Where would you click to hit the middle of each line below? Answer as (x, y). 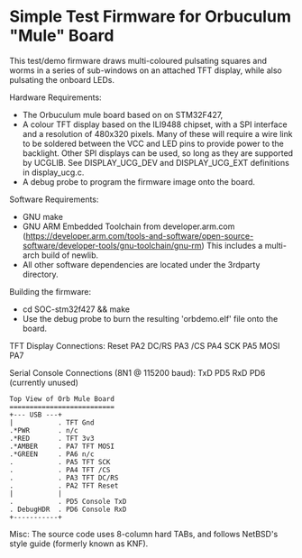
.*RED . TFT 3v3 (52, 438)
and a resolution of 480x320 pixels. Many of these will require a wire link (157, 133)
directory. (40, 274)
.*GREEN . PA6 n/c (52, 454)
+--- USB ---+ (36, 415)
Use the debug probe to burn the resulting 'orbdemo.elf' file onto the (150, 318)
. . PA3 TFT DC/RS (64, 478)
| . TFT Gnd (52, 422)
